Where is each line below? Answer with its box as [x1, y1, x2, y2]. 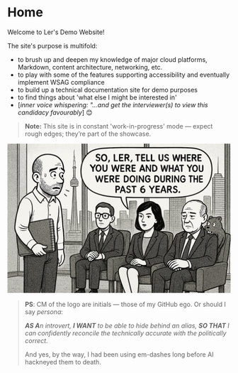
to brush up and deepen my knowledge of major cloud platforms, [17, 55, 208, 64]
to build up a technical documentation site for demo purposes [17, 85, 198, 94]
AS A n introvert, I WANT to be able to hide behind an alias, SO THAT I [24, 321, 230, 330]
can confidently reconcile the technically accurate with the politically [24, 328, 227, 337]
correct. [24, 336, 48, 345]
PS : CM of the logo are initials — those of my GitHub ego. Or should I [24, 300, 227, 308]
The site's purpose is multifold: [7, 41, 98, 50]
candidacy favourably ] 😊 [17, 108, 93, 117]
